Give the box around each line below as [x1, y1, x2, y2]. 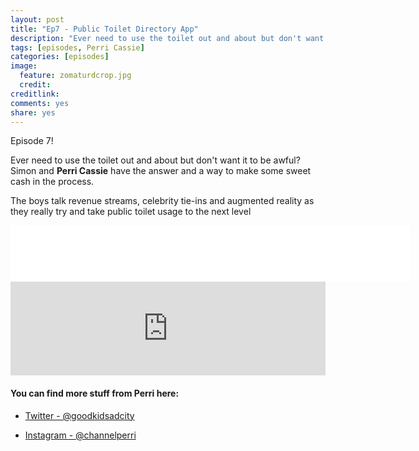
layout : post [10, 14, 65, 25]
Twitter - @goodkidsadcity [24, 409, 135, 421]
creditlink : [10, 89, 60, 99]
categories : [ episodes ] [10, 52, 110, 62]
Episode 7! [10, 135, 54, 147]
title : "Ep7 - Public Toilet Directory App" [10, 24, 199, 34]
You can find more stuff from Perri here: [10, 387, 180, 399]
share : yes [10, 107, 56, 118]
